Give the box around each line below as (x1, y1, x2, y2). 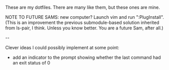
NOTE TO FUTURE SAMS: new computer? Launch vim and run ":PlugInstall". (5, 14, 164, 20)
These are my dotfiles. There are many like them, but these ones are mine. (5, 5, 160, 10)
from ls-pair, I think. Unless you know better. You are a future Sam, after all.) (5, 25, 163, 31)
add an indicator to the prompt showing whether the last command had (12, 54, 161, 60)
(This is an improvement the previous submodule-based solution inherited (5, 20, 159, 25)
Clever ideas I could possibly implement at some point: (5, 45, 119, 50)
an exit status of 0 (12, 60, 51, 65)
